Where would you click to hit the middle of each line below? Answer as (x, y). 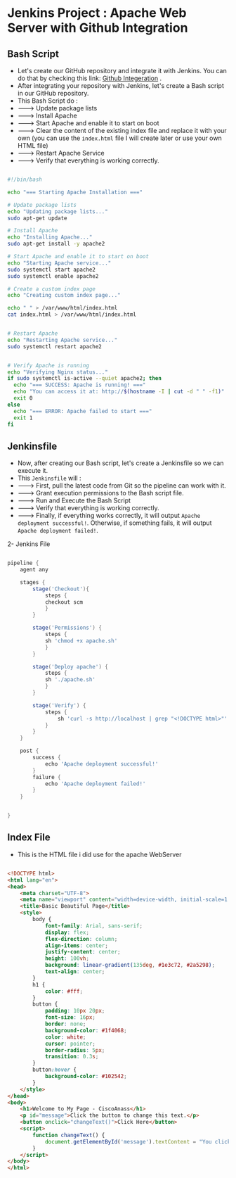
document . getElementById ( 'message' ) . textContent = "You (128, 1141)
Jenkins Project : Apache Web (97, 13)
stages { (33, 582)
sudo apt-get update (38, 218)
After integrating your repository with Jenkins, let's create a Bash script (121, 85)
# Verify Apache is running (48, 365)
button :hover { (55, 1070)
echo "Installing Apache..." (50, 237)
